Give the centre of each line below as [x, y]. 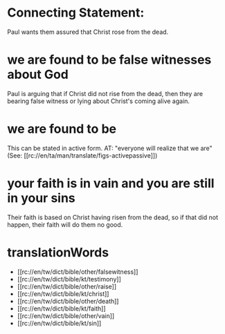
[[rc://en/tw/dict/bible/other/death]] [68, 301]
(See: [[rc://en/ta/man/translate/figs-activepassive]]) [82, 155]
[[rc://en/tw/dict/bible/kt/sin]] [59, 323]
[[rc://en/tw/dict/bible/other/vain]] [66, 315]
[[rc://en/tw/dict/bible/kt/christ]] [63, 294]
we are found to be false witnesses [109, 60]
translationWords [58, 252]
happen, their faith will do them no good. [65, 224]
